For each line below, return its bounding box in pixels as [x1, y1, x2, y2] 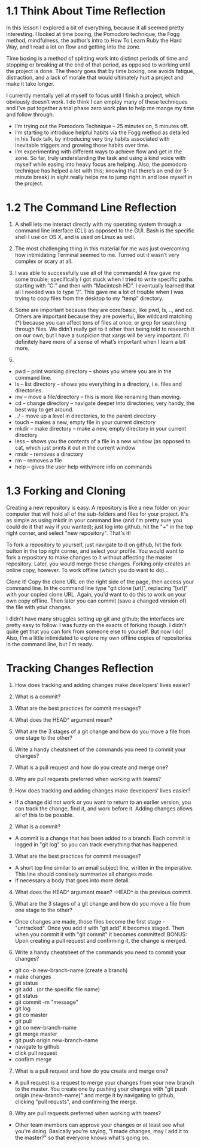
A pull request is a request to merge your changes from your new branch [14, 1079, 194, 1086]
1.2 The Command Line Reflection [6, 201, 177, 214]
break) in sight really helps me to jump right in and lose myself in [33, 173, 193, 180]
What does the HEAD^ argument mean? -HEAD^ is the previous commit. [14, 888, 193, 895]
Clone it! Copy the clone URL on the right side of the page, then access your [6, 578, 194, 585]
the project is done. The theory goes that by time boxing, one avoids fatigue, [6, 67, 195, 74]
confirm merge [14, 1055, 52, 1063]
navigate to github [14, 1043, 60, 1050]
